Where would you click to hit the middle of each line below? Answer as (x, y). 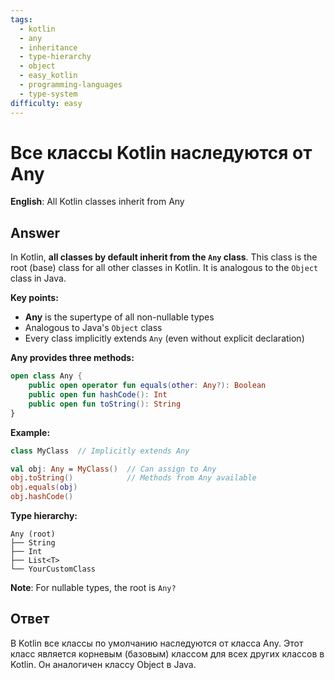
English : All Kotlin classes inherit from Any (97, 202)
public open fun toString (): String (105, 404)
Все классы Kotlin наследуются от (161, 152)
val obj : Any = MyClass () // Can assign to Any (113, 469)
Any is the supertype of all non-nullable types (119, 317)
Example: (30, 432)
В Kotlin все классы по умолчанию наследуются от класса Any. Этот (157, 643)
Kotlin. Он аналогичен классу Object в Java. (103, 664)
